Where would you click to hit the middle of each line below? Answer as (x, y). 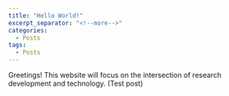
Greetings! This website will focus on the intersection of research (115, 75)
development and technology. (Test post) (76, 83)
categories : (28, 30)
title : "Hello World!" (46, 15)
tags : (17, 45)
